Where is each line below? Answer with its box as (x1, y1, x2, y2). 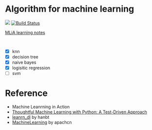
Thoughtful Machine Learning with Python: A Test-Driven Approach (12, 109, 147, 115)
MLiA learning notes (5, 29, 45, 35)
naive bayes (12, 59, 36, 65)
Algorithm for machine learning (5, 3, 135, 15)
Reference (5, 88, 48, 99)
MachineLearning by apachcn (12, 119, 72, 125)
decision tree (12, 54, 39, 59)
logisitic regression (12, 65, 51, 71)
